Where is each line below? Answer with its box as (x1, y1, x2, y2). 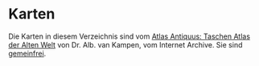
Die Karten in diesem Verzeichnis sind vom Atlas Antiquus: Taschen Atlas (8, 31, 251, 41)
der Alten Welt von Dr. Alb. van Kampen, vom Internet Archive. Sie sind (8, 39, 243, 49)
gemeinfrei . (8, 48, 47, 58)
